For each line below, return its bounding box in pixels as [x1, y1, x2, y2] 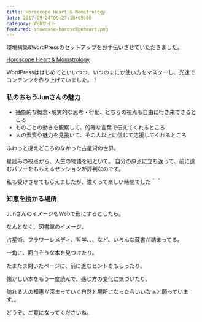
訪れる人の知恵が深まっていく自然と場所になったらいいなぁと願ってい [6, 288, 184, 295]
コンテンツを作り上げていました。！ [6, 76, 98, 83]
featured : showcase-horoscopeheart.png [6, 26, 109, 33]
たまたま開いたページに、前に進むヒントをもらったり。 [6, 262, 146, 269]
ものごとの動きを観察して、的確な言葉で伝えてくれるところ [15, 123, 166, 131]
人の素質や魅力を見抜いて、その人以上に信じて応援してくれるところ [15, 131, 187, 139]
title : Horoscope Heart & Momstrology [6, 9, 106, 15]
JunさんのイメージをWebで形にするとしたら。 [6, 210, 125, 217]
